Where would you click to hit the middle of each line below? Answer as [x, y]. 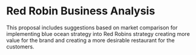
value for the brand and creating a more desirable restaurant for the [90, 40]
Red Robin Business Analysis [81, 11]
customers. [20, 47]
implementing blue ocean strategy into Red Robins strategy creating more [98, 33]
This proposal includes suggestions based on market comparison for [92, 27]
